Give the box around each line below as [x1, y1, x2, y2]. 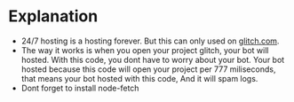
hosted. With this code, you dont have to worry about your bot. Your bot [20, 54, 285, 65]
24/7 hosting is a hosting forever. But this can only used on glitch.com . [20, 35, 280, 46]
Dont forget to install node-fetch [20, 82, 139, 93]
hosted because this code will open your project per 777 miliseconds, [20, 64, 276, 75]
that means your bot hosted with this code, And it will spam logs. [20, 73, 258, 83]
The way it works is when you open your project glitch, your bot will [20, 44, 269, 55]
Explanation [8, 6, 99, 27]
